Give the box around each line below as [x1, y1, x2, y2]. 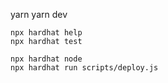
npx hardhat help [10, 28, 83, 38]
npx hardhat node [10, 54, 83, 64]
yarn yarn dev [10, 9, 68, 20]
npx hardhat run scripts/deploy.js [10, 63, 159, 73]
